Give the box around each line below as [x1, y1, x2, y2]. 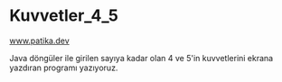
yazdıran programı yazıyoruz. [9, 62, 118, 73]
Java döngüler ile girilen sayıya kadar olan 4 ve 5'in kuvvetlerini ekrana [9, 52, 274, 63]
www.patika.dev [9, 35, 70, 46]
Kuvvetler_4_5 [9, 5, 119, 26]
